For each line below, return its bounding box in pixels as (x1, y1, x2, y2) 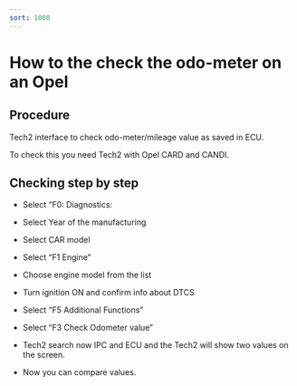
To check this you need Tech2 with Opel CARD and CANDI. (9, 149, 229, 159)
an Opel (9, 72, 69, 92)
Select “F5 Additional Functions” (22, 304, 144, 315)
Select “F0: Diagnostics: (22, 199, 113, 210)
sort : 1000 (9, 13, 51, 23)
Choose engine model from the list (22, 269, 152, 281)
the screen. (22, 350, 65, 361)
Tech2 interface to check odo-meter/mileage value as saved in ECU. (9, 131, 264, 142)
